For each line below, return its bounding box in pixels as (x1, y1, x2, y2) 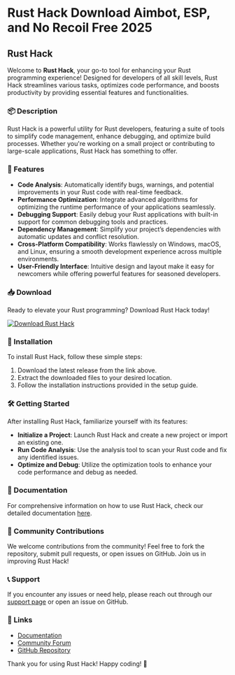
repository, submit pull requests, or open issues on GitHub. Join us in (7, 550, 206, 558)
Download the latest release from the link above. (17, 366, 157, 375)
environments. (17, 254, 59, 263)
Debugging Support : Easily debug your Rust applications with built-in (17, 210, 219, 218)
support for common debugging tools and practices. (17, 217, 169, 226)
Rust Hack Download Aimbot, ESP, (7, 5, 211, 21)
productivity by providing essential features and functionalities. (7, 89, 189, 96)
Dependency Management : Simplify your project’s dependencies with (17, 225, 221, 233)
